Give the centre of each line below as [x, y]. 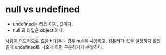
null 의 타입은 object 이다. [38, 30]
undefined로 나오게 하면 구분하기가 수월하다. [59, 47]
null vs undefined [43, 9]
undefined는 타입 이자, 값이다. [43, 24]
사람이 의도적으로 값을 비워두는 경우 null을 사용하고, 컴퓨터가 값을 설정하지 [78, 41]
